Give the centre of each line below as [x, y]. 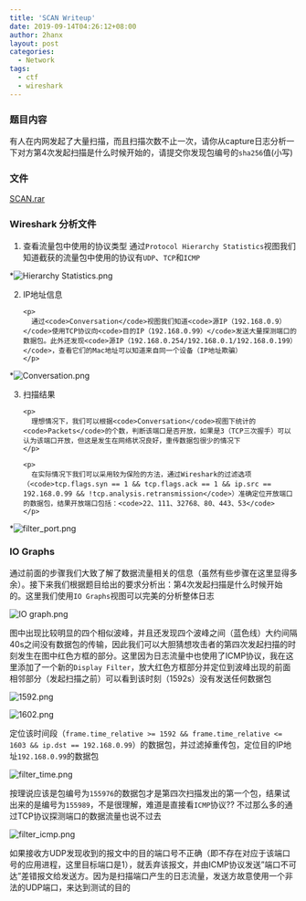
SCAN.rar [27, 199]
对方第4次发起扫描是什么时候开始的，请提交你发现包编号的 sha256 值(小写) [155, 152]
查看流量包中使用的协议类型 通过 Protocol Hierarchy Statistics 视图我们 [159, 246]
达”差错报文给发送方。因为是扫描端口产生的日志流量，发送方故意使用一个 [148, 875]
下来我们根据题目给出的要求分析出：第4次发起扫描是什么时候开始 [160, 584]
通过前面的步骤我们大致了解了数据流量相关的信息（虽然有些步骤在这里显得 [149, 572]
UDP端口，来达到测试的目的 [78, 887]
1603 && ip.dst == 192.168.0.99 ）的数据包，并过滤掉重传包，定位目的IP [147, 744]
